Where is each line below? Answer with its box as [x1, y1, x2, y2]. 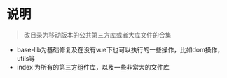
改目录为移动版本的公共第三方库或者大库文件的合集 [23, 31, 172, 39]
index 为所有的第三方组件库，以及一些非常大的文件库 [16, 63, 170, 71]
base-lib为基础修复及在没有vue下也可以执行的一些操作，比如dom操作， [16, 45, 224, 54]
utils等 [16, 54, 36, 63]
